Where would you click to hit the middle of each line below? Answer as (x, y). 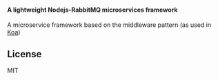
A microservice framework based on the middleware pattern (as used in (109, 25)
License (24, 54)
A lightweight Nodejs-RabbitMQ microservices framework (92, 10)
